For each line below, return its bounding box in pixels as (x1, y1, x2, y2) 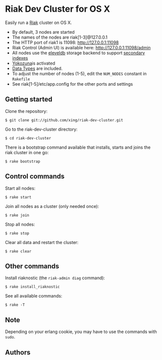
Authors (5, 348, 31, 357)
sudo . (5, 334, 16, 340)
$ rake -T (5, 302, 25, 308)
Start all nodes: (5, 185, 36, 191)
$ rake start (5, 195, 32, 200)
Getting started (5, 95, 53, 104)
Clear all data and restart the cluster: (5, 239, 79, 245)
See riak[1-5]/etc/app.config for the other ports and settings (12, 81, 133, 87)
